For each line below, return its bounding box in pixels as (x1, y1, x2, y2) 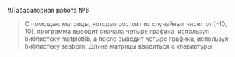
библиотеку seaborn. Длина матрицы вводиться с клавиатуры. (24, 42, 214, 50)
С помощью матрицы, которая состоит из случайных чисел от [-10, (24, 20, 227, 27)
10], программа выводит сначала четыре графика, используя (24, 27, 209, 35)
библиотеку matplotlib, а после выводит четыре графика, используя (24, 34, 229, 43)
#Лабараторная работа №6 (7, 6, 90, 14)
